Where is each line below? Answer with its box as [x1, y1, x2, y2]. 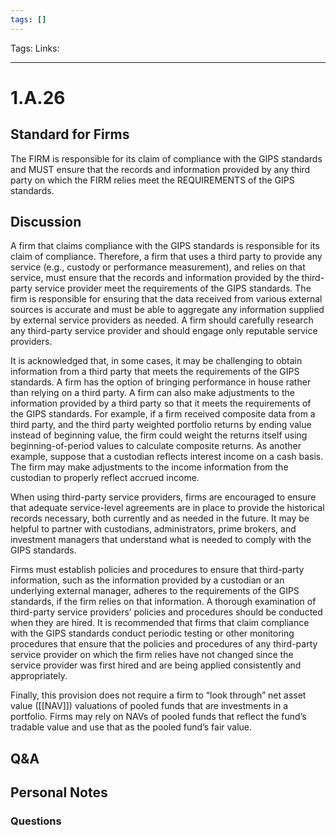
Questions [10, 814, 62, 828]
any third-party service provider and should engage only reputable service [10, 325, 318, 337]
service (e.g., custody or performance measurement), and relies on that [10, 261, 306, 273]
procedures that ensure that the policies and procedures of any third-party [10, 638, 318, 650]
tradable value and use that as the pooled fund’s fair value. [10, 721, 253, 733]
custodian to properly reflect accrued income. [10, 472, 200, 484]
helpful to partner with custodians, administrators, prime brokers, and [10, 523, 297, 535]
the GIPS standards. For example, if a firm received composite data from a [10, 408, 316, 420]
